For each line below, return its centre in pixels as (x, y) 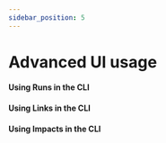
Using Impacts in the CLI (55, 129)
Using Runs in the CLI (49, 87)
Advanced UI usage (83, 62)
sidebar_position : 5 (47, 18)
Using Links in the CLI (50, 108)
